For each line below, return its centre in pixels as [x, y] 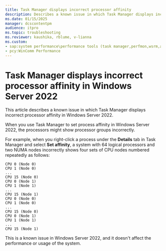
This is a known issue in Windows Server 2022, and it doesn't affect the [78, 238]
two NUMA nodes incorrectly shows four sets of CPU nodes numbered [77, 150]
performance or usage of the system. [43, 243]
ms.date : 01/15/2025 [26, 19]
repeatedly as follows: [28, 155]
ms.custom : [16, 42]
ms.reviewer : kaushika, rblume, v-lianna [48, 37]
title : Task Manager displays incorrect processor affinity [68, 10]
